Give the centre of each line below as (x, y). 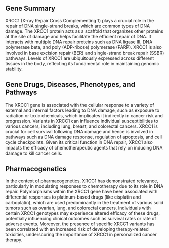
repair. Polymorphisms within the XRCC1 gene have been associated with (81, 192)
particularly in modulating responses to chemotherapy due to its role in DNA (84, 186)
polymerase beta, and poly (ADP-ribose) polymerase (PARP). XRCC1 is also (83, 47)
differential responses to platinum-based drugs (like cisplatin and (73, 197)
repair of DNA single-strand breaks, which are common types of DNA (78, 26)
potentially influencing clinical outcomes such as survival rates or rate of (81, 219)
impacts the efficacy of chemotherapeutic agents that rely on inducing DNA (84, 147)
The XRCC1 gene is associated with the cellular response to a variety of (80, 105)
